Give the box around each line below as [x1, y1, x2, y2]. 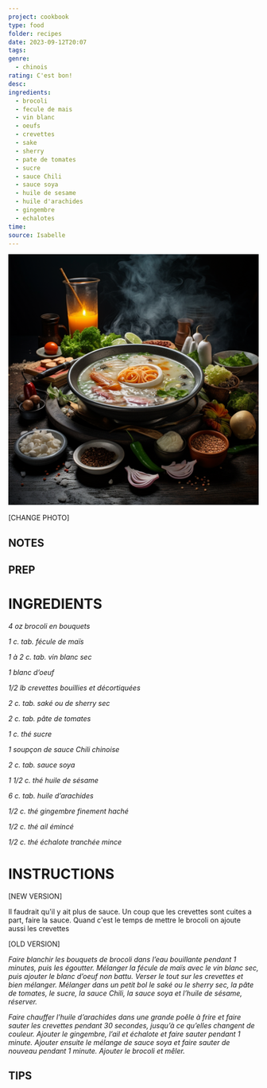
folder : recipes [8, 29, 62, 37]
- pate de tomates [15, 155, 77, 163]
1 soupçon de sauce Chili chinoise [8, 745, 120, 755]
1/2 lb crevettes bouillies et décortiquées [8, 683, 141, 692]
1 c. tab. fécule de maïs [8, 637, 84, 646]
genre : [8, 55, 30, 63]
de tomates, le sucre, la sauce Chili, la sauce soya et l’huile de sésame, [8, 989, 242, 998]
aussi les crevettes [8, 924, 70, 934]
